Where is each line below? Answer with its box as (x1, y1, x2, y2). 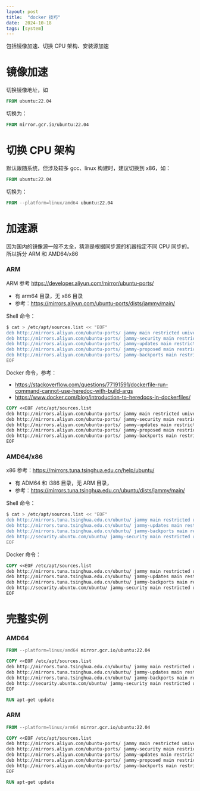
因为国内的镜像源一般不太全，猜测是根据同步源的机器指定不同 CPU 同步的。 (6, 243, 192, 250)
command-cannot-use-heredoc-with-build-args (14, 387, 133, 394)
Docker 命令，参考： (6, 369, 57, 376)
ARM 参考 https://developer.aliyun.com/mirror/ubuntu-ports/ (6, 280, 154, 287)
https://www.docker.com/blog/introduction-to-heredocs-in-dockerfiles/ (14, 393, 191, 401)
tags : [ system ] (6, 25, 44, 32)
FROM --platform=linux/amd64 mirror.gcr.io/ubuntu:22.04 (6, 647, 151, 653)
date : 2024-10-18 (6, 20, 52, 26)
